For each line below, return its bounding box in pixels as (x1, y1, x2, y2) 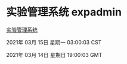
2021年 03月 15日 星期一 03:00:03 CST (6, 39, 102, 46)
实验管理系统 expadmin (6, 5, 122, 19)
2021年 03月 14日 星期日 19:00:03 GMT (6, 51, 103, 58)
